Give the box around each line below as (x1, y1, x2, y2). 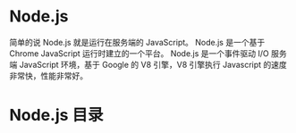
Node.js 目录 (9, 105, 105, 126)
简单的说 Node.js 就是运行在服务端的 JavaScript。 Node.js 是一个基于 (9, 37, 266, 47)
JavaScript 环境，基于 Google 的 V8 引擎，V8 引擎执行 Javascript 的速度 (19, 59, 288, 70)
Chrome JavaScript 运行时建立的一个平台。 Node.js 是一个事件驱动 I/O (9, 47, 270, 59)
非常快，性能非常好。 (9, 70, 88, 81)
